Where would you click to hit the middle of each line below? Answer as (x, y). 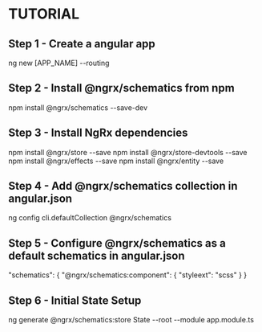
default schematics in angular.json (97, 255)
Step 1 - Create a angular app (82, 44)
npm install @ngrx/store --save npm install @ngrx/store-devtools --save (128, 152)
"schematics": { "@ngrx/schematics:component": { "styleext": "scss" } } (128, 275)
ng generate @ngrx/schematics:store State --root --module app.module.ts (131, 320)
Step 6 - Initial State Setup (75, 300)
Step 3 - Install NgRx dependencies (98, 133)
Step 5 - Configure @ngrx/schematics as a (117, 243)
